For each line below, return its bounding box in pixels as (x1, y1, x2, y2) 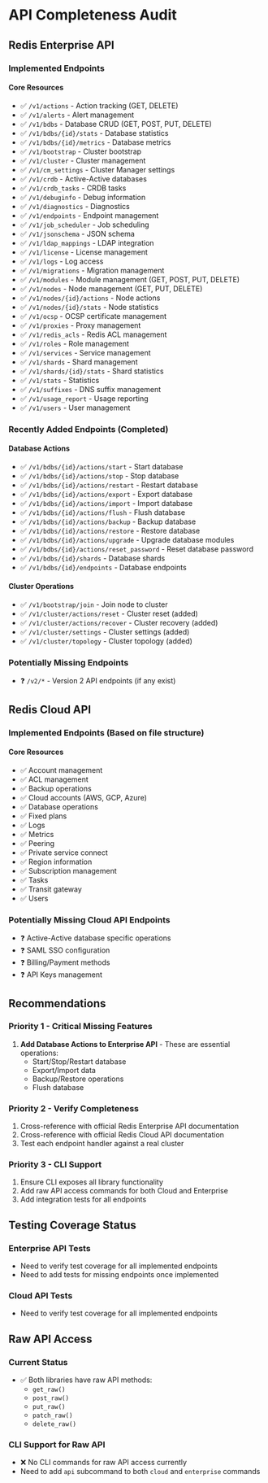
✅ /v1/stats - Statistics (19, 375, 100, 385)
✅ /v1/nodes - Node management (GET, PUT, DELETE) (19, 283, 203, 294)
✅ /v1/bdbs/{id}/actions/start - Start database (19, 461, 184, 471)
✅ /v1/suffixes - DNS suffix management (19, 384, 162, 394)
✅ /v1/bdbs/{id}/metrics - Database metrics (19, 137, 171, 147)
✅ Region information (19, 857, 93, 866)
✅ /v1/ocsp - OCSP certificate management (19, 311, 166, 321)
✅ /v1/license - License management (19, 246, 149, 257)
